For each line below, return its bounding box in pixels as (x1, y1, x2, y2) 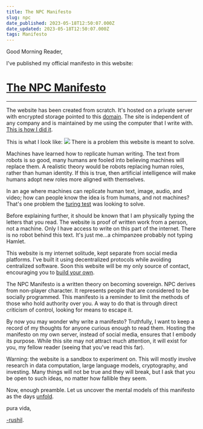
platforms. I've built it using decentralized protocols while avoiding (6, 256, 172, 263)
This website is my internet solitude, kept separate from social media (6, 249, 178, 257)
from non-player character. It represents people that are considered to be (6, 287, 189, 294)
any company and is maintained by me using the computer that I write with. (6, 119, 193, 127)
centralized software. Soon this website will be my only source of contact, (6, 263, 190, 270)
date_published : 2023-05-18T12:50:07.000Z (6, 20, 115, 26)
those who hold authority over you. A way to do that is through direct (6, 300, 178, 307)
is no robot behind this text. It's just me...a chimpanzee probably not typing (6, 231, 193, 239)
